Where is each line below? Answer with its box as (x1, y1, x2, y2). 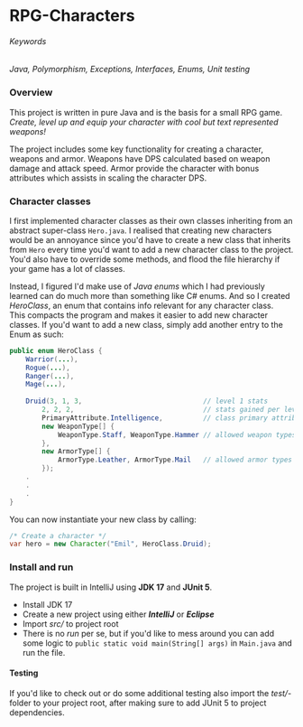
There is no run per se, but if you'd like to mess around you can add (22, 628, 275, 638)
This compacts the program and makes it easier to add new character (9, 309, 269, 321)
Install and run (9, 561, 74, 573)
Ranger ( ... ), (25, 371, 75, 380)
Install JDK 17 (22, 599, 73, 610)
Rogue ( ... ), (25, 363, 70, 372)
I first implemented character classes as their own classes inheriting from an (9, 215, 293, 226)
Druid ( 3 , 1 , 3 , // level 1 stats (25, 396, 269, 406)
